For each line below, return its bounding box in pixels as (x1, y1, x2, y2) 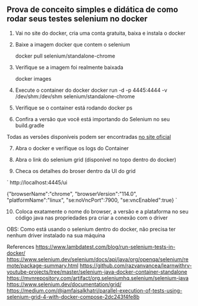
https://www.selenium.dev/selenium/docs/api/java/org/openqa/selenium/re (6, 255, 189, 262)
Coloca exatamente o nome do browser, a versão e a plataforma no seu (15, 208, 189, 215)
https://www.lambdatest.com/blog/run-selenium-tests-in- (35, 243, 176, 250)
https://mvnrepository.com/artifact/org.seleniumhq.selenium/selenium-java (6, 274, 189, 281)
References (6, 243, 35, 250)
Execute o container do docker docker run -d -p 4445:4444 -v (15, 87, 167, 94)
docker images (15, 75, 52, 82)
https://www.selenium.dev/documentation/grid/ (6, 281, 122, 288)
